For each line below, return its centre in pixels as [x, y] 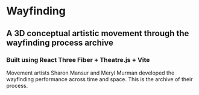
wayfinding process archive [60, 42]
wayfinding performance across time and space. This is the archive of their [99, 79]
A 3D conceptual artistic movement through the [98, 33]
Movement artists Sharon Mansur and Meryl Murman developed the [90, 73]
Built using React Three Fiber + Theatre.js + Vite [78, 60]
